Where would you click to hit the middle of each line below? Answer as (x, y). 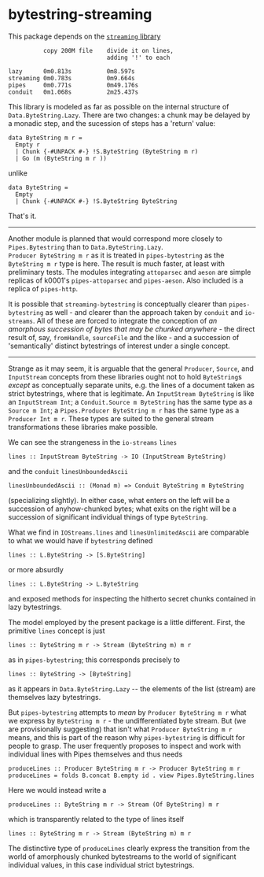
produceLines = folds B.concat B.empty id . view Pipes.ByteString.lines (132, 775)
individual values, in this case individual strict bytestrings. (101, 864)
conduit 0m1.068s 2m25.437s (73, 92)
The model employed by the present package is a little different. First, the (127, 622)
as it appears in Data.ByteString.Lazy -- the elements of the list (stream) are (132, 688)
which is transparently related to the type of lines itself (96, 819)
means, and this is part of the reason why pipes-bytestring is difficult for (126, 737)
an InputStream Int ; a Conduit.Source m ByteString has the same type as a (130, 401)
